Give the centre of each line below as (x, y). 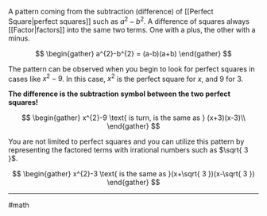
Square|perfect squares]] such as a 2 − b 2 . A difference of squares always (129, 21)
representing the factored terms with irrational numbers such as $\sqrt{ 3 (128, 150)
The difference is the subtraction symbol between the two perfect (119, 94)
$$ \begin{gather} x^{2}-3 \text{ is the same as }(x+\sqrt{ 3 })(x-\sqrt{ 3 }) (133, 174)
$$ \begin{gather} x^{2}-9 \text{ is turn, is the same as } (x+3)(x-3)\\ (133, 118)
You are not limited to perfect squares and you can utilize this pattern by (126, 141)
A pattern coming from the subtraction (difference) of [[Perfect (111, 12)
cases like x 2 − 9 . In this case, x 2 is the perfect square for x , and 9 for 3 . (126, 78)
